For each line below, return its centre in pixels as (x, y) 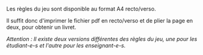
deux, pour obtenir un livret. (41, 27)
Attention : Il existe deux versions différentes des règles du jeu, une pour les (102, 39)
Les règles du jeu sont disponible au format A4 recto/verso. (81, 9)
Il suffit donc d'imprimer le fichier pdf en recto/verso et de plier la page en (100, 20)
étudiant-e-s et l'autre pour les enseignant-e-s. (66, 46)
